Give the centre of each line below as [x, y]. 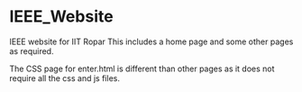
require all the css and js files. [64, 78]
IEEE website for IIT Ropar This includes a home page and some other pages [151, 41]
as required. [32, 51]
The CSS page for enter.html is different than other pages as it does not [142, 69]
